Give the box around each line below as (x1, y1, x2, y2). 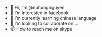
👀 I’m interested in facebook (10, 10, 69, 16)
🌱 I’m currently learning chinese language (10, 15, 97, 21)
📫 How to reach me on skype (10, 26, 72, 32)
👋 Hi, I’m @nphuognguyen (10, 5, 65, 10)
